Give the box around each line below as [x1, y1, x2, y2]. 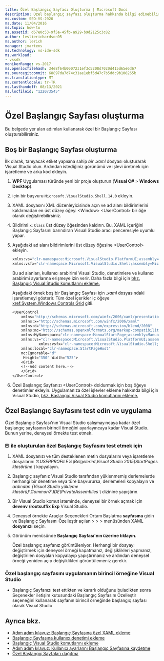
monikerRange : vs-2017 [5, 62, 51, 66]
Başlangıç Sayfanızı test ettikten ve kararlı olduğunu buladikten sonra [12, 587, 151, 593]
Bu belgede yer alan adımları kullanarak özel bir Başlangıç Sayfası [5, 126, 137, 132]
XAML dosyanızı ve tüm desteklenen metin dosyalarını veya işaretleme [12, 453, 154, 459]
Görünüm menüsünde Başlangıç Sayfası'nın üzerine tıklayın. [12, 533, 137, 539]
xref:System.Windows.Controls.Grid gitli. [12, 300, 94, 306]
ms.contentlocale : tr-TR [5, 80, 56, 85]
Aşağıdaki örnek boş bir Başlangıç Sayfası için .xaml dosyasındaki [12, 290, 145, 296]
